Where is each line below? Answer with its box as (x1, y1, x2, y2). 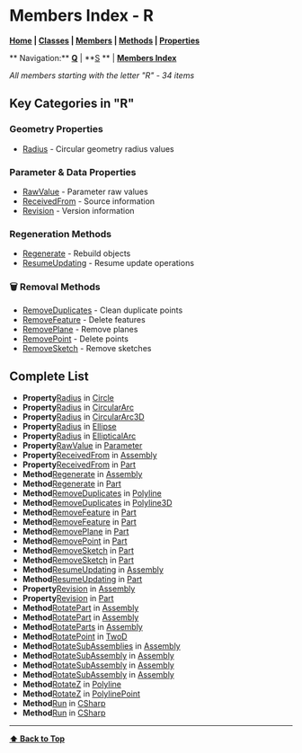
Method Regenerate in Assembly (22, 469, 143, 480)
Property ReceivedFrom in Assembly (22, 450, 157, 461)
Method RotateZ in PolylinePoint (22, 688, 141, 699)
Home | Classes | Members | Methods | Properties (9, 35, 200, 46)
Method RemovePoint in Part (22, 536, 128, 546)
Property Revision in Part (22, 593, 114, 604)
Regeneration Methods (9, 227, 112, 240)
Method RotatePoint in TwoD (22, 631, 128, 642)
